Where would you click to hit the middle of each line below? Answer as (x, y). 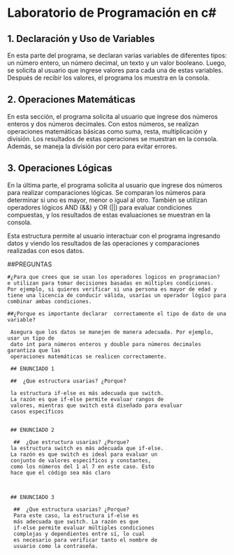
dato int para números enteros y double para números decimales (105, 344)
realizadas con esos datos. (46, 250)
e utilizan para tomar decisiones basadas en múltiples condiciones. (111, 283)
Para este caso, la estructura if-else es (76, 515)
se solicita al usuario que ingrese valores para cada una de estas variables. (115, 70)
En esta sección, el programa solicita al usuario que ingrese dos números (112, 116)
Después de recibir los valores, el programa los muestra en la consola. (108, 78)
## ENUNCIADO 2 (32, 430)
